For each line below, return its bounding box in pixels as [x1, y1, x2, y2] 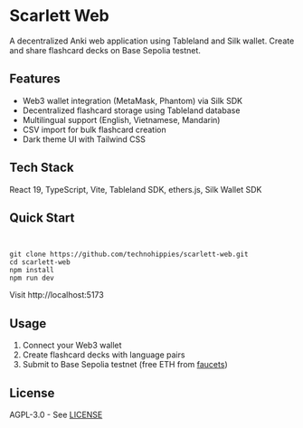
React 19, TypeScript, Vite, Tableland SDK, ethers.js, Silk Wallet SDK [9, 184, 262, 195]
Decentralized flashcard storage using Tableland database [22, 105, 241, 116]
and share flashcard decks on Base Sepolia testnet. [9, 44, 202, 55]
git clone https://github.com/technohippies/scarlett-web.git [9, 250, 249, 259]
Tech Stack [9, 160, 74, 176]
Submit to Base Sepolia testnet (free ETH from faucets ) [22, 359, 228, 370]
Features [9, 71, 61, 87]
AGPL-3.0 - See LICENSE [9, 409, 103, 420]
